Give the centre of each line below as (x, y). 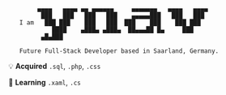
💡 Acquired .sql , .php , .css (55, 66)
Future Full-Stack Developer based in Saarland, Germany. (119, 51)
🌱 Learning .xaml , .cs (45, 82)
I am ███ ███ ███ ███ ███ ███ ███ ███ (110, 23)
